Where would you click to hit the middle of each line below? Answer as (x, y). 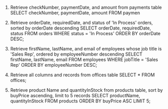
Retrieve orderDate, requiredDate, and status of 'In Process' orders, (81, 23)
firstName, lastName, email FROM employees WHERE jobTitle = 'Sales (84, 60)
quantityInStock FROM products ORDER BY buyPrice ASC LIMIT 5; (80, 101)
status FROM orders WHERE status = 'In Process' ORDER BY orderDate (85, 33)
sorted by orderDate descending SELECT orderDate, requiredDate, (80, 28)
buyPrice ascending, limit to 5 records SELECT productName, (75, 96)
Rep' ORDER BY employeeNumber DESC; (54, 65)
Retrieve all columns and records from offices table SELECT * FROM (82, 75)
